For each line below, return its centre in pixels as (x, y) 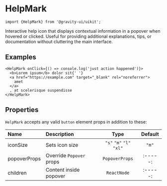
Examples (21, 57)
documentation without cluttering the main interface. (59, 41)
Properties (22, 110)
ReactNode (118, 173)
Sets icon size (62, 145)
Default (150, 134)
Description (60, 134)
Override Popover (65, 155)
